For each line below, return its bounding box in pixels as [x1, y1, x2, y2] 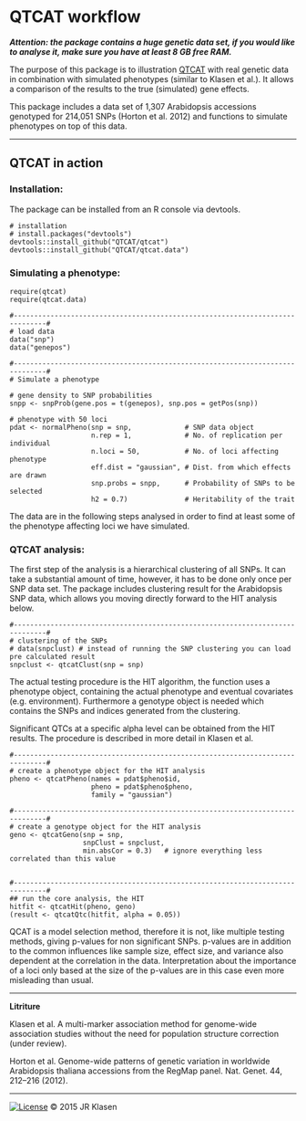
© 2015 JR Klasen [49, 1102, 117, 1113]
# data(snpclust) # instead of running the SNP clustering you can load [9, 644, 291, 654]
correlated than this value [9, 854, 117, 864]
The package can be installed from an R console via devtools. [9, 204, 241, 215]
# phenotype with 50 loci [9, 414, 107, 424]
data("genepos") [9, 342, 71, 352]
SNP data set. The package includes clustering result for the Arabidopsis [9, 583, 283, 594]
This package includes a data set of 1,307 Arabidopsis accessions [9, 100, 257, 111]
